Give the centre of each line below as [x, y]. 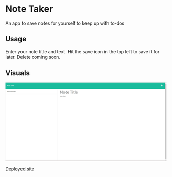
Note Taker [29, 9]
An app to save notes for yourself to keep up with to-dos [65, 23]
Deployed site [20, 169]
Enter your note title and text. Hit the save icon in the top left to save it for [82, 51]
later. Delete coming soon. [33, 57]
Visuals [17, 73]
